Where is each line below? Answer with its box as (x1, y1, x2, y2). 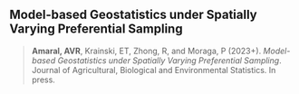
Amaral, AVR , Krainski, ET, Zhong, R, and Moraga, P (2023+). (31, 45, 262, 56)
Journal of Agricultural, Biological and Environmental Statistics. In (31, 64, 276, 75)
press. (31, 74, 56, 85)
